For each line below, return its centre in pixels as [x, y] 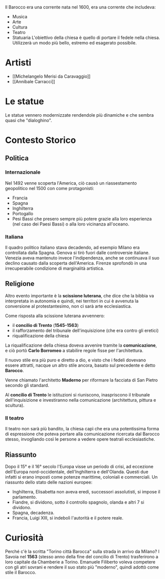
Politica [17, 158]
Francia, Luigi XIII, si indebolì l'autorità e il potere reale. [68, 518]
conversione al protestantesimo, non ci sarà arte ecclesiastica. [68, 306]
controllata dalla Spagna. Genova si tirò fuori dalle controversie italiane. [77, 253]
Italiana [14, 237]
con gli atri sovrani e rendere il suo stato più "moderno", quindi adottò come [82, 567]
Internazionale [23, 172]
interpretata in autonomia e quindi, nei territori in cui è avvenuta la [72, 301]
